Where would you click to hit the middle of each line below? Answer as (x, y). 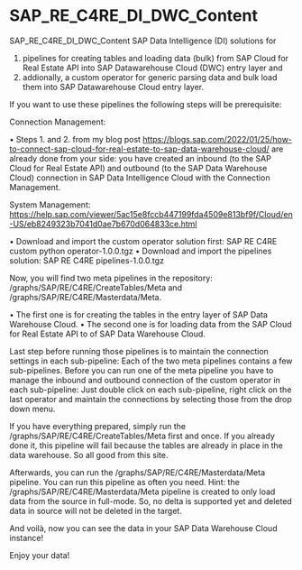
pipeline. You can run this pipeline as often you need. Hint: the (125, 482)
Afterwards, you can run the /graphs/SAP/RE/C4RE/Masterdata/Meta (137, 472)
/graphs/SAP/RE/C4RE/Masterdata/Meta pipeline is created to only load (142, 492)
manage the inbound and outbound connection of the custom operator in (145, 380)
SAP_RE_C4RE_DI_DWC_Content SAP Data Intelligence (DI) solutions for (143, 41)
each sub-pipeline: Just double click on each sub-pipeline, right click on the (151, 390)
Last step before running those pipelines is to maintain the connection (139, 351)
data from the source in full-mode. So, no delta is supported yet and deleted (151, 501)
